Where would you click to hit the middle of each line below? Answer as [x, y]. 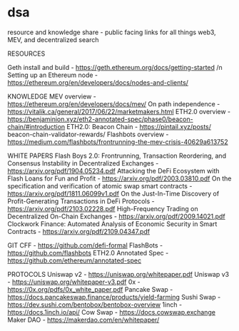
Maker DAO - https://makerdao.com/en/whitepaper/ [83, 320]
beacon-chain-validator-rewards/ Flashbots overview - [88, 134]
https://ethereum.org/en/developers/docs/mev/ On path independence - [114, 103]
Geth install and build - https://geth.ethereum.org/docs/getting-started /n [115, 67]
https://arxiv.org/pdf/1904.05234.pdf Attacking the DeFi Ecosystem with [113, 170]
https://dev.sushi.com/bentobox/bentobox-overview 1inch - [95, 305]
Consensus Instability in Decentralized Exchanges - [83, 163]
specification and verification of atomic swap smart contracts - [100, 185]
